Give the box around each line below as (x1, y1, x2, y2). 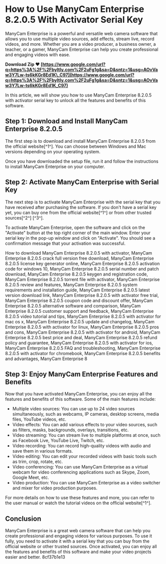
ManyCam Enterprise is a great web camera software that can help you (5, 528, 151, 534)
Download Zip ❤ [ (5, 61, 43, 67)
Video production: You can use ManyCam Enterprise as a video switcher (12, 480, 161, 486)
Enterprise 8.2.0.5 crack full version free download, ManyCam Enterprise (5, 255, 154, 261)
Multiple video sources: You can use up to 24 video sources (12, 406, 135, 412)
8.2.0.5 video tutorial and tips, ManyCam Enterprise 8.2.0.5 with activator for (5, 313, 161, 319)
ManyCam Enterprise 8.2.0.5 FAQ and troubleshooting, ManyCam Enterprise (5, 345, 161, 351)
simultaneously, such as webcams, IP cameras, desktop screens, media (12, 411, 160, 417)
